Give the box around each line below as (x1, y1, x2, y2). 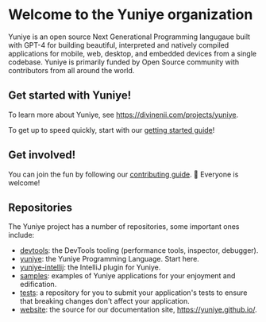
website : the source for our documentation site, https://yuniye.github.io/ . (19, 305, 258, 315)
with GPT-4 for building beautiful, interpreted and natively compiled (8, 40, 229, 49)
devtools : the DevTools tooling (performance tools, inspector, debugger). (19, 246, 259, 255)
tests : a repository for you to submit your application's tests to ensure (19, 288, 248, 297)
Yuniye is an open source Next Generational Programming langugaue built (8, 32, 251, 41)
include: (8, 231, 35, 240)
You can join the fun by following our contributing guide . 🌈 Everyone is (8, 169, 239, 179)
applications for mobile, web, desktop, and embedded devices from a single (8, 48, 256, 58)
